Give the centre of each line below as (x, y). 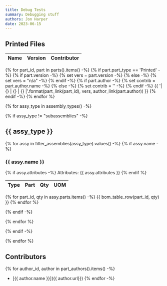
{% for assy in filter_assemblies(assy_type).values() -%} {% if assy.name (80, 143)
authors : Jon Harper (27, 19)
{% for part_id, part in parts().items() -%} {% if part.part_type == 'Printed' (81, 70)
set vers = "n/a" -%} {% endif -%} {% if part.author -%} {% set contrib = (80, 81)
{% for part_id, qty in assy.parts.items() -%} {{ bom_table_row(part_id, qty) (82, 197)
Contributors (26, 257)
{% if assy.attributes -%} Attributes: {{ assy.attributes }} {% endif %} (76, 173)
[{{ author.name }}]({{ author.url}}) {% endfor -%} (63, 278)
